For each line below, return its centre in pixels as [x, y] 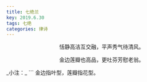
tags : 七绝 [19, 23]
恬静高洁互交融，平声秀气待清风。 [102, 47]
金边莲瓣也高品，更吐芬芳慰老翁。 [102, 60]
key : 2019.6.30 [25, 18]
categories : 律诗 [27, 29]
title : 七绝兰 [23, 12]
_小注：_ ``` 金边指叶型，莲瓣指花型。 [53, 73]
